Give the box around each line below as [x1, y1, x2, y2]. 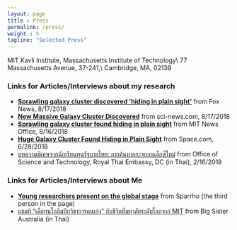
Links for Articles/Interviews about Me [7, 176, 143, 185]
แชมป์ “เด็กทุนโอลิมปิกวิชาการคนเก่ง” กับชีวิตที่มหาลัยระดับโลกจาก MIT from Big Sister [17, 207, 229, 215]
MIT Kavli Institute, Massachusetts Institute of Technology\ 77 [7, 56, 187, 64]
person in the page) [17, 199, 76, 207]
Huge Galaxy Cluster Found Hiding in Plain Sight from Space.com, [17, 135, 214, 144]
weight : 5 [7, 30, 40, 38]
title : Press [7, 17, 50, 24]
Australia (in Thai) [17, 214, 69, 223]
